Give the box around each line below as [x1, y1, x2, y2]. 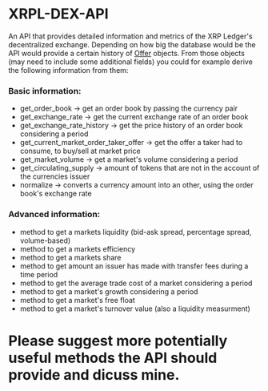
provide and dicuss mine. [8, 365, 180, 384]
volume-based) [19, 236, 71, 245]
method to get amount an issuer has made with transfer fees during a [19, 261, 249, 271]
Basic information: [8, 85, 82, 96]
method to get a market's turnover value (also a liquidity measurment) [19, 304, 250, 313]
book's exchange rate [19, 189, 92, 199]
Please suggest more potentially [8, 332, 228, 349]
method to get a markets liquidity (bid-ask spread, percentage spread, [19, 227, 252, 236]
